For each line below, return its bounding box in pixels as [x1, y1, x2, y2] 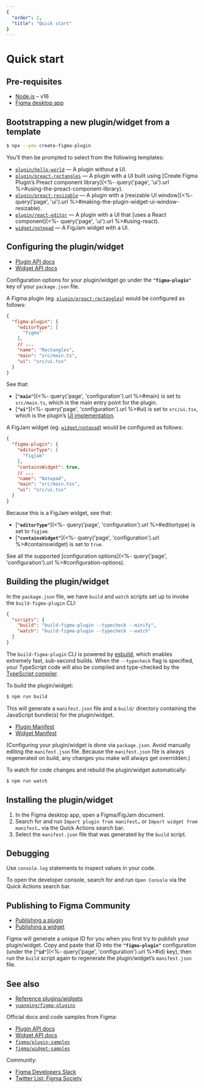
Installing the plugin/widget [6, 795, 113, 805]
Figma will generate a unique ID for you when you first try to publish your [6, 935, 189, 943]
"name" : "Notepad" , [17, 475, 67, 481]
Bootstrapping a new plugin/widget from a [6, 117, 170, 127]
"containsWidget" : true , [17, 464, 80, 470]
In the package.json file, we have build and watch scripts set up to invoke [6, 593, 189, 600]
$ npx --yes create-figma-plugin [6, 143, 91, 149]
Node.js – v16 [15, 93, 49, 100]
